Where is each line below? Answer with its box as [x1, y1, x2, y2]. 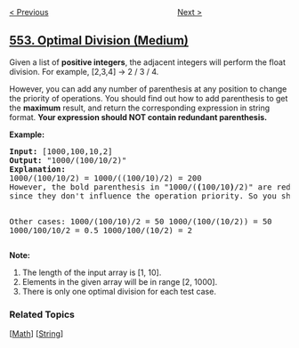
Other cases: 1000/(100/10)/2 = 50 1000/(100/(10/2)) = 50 [9, 216, 273, 226]
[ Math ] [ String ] [9, 328, 64, 339]
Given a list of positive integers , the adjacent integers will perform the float [9, 56, 287, 68]
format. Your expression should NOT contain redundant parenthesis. [9, 111, 268, 122]
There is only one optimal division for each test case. [21, 286, 216, 296]
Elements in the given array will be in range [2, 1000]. [21, 276, 218, 287]
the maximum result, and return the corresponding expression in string [9, 102, 271, 113]
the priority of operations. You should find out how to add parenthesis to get [9, 93, 288, 103]
